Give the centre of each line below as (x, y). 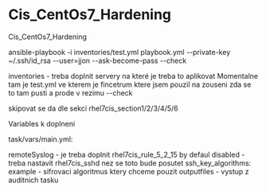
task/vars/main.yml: (41, 139)
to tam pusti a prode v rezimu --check (70, 92)
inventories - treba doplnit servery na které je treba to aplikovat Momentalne (133, 76)
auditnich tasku (33, 180)
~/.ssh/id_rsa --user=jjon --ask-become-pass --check (98, 60)
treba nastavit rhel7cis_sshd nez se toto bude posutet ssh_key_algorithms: (130, 163)
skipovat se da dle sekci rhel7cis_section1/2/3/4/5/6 (93, 108)
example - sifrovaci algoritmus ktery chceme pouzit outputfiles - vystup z (129, 171)
